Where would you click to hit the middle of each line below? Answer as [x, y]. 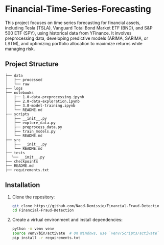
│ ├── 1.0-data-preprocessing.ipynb [45, 97]
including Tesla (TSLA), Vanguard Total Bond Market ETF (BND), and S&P [79, 27]
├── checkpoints [22, 161]
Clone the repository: [34, 197]
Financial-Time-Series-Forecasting [78, 9]
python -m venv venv [33, 229]
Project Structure [32, 64]
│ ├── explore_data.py [30, 123]
